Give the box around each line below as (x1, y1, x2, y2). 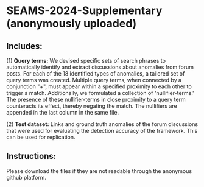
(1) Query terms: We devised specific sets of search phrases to (6, 57, 166, 64)
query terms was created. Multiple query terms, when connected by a (6, 77, 181, 83)
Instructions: (6, 151, 57, 161)
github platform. (6, 174, 47, 181)
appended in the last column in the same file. (6, 109, 119, 116)
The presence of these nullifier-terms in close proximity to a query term (6, 96, 186, 103)
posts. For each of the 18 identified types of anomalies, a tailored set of (6, 70, 185, 77)
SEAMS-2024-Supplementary (6, 4, 163, 18)
